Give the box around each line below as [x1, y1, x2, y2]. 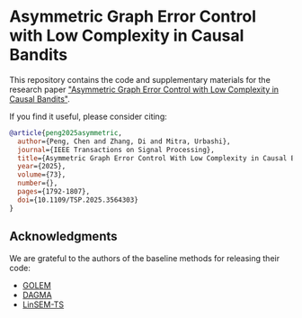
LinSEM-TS [22, 299, 65, 310]
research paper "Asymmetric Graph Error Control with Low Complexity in [9, 84, 280, 95]
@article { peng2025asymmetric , [9, 128, 123, 137]
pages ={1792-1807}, [17, 187, 91, 196]
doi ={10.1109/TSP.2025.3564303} [17, 195, 139, 204]
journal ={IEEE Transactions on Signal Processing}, [17, 145, 216, 154]
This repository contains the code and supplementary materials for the [9, 74, 271, 85]
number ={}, [17, 178, 58, 188]
